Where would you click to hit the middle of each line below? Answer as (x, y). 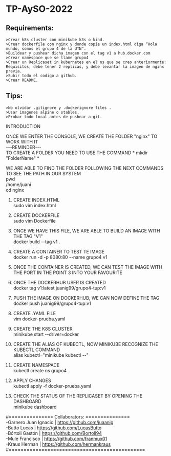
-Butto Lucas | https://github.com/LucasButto (54, 428)
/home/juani (18, 184)
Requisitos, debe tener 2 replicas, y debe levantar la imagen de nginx (85, 67)
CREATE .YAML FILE (34, 313)
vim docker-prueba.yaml (39, 319)
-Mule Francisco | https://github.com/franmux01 (57, 439)
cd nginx (15, 190)
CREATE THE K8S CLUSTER (43, 329)
